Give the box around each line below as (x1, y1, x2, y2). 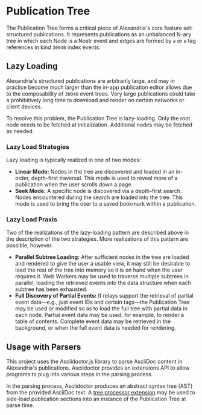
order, (14, 174, 30, 182)
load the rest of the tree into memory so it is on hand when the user (14, 266, 183, 273)
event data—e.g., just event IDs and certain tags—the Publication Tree (14, 298, 190, 306)
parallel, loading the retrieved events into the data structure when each (14, 279, 192, 287)
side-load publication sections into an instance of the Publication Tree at (6, 395, 186, 403)
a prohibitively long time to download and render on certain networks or (6, 96, 185, 103)
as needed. (6, 127, 34, 134)
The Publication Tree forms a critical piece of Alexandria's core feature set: (6, 24, 193, 31)
